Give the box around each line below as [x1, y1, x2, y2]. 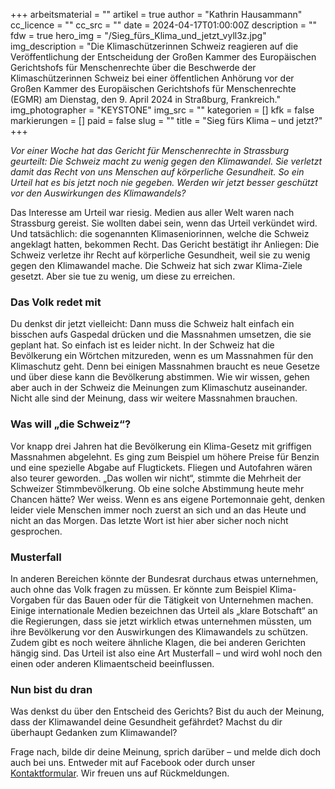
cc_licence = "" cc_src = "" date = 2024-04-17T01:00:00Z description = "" [10, 19, 318, 31]
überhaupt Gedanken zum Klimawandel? [10, 727, 178, 739]
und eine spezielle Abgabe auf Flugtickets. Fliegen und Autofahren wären [10, 461, 313, 473]
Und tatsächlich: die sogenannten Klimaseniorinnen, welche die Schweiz [10, 228, 310, 239]
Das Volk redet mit [10, 295, 102, 309]
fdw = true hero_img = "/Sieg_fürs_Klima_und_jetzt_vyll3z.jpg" [10, 30, 267, 41]
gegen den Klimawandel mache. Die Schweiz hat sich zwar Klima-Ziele [10, 260, 303, 271]
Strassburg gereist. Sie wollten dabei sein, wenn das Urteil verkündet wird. [10, 217, 318, 229]
